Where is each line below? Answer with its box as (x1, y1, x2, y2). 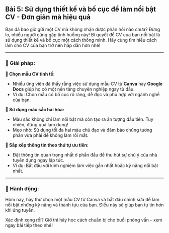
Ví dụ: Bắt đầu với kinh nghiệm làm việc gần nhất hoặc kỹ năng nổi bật (12, 163, 158, 169)
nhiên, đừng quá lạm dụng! (12, 122, 69, 128)
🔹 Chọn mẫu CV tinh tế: (5, 71, 55, 77)
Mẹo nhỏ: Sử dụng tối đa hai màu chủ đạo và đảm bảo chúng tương (12, 127, 152, 133)
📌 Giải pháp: (5, 59, 35, 66)
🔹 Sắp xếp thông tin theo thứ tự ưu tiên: (5, 142, 89, 148)
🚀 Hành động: (5, 185, 39, 192)
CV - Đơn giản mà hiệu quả (5, 13, 91, 22)
